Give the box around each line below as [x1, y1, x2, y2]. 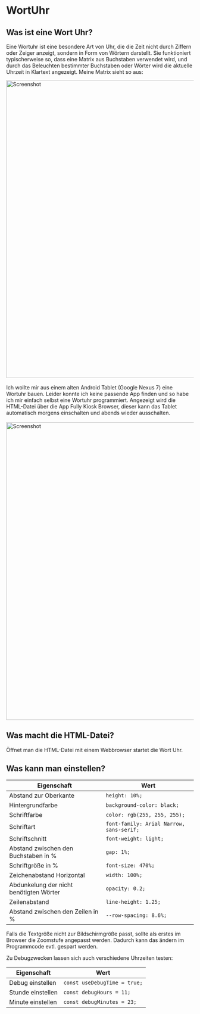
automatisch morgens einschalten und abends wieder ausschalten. [6, 409, 171, 416]
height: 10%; [105, 792, 143, 798]
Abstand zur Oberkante [9, 791, 74, 800]
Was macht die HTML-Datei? [6, 731, 114, 741]
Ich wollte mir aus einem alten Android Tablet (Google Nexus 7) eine [6, 384, 173, 391]
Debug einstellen [9, 978, 57, 987]
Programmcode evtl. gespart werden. [6, 943, 98, 950]
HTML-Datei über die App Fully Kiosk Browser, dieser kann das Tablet [6, 403, 177, 410]
